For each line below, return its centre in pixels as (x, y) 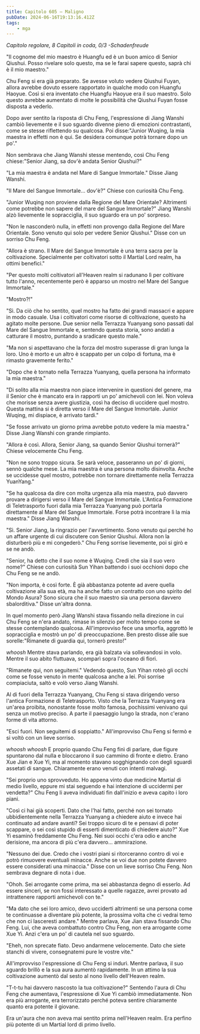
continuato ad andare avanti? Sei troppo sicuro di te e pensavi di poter (93, 823)
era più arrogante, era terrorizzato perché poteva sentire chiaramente (92, 1001)
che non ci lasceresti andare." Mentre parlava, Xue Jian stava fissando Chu (99, 921)
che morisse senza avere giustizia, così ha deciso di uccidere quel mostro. (98, 403)
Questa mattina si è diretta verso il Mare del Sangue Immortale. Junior (92, 409)
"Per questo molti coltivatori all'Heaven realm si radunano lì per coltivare (95, 275)
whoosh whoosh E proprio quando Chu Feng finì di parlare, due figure (92, 749)
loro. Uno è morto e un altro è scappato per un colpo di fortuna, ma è (91, 354)
